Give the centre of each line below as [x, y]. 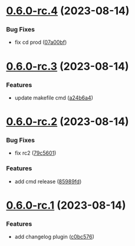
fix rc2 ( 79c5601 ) [35, 153]
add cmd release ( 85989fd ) [48, 181]
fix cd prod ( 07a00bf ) [41, 42]
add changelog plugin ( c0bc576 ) [54, 237]
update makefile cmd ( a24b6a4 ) [54, 98]
